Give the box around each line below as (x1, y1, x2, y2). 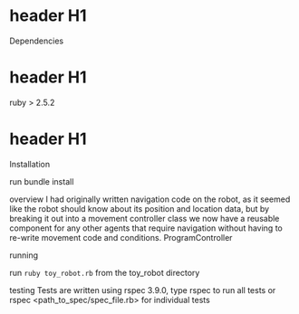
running (9, 250, 39, 261)
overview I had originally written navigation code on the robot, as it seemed (9, 194, 291, 205)
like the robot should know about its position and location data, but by (9, 203, 270, 214)
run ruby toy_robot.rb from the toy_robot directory (9, 267, 200, 278)
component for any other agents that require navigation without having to (9, 223, 283, 233)
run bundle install (9, 176, 74, 186)
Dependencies (9, 35, 64, 46)
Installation (9, 158, 51, 169)
